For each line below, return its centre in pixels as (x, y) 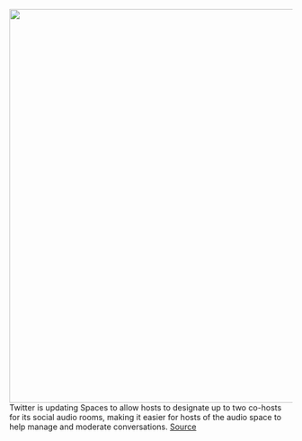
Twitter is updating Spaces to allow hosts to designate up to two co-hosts (146, 408)
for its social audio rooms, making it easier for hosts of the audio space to (146, 417)
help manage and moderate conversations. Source (103, 427)
